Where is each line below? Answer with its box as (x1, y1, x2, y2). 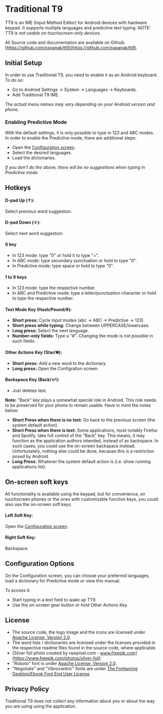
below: (5, 407, 18, 413)
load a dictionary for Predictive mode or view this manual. (5, 577, 121, 583)
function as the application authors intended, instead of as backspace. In (12, 438, 159, 443)
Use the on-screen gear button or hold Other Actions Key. (12, 602, 128, 608)
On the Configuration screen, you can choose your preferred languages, (5, 573, 150, 578)
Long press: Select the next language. (12, 328, 89, 334)
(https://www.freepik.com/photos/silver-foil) (12, 655, 101, 661)
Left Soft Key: (5, 512, 33, 518)
